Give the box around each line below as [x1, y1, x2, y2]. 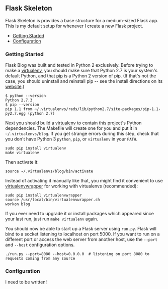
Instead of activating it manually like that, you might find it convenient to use [5, 178, 163, 184]
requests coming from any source [5, 256, 75, 261]
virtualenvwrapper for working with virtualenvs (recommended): [5, 183, 138, 189]
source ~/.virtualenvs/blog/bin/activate [5, 169, 94, 174]
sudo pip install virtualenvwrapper [5, 193, 82, 198]
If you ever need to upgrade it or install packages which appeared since [5, 211, 154, 217]
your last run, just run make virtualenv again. [5, 216, 99, 222]
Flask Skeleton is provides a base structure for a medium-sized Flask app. [5, 17, 158, 23]
